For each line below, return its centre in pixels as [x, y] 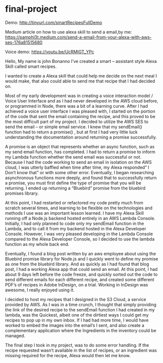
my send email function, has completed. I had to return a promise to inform [80, 152]
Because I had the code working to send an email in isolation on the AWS [79, 162]
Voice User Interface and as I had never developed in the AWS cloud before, [82, 101]
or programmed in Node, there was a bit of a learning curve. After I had [76, 106]
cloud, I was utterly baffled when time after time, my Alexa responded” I [77, 167]
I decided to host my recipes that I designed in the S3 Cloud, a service [76, 299]
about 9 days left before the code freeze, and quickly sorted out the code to [81, 274]
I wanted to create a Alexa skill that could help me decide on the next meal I [81, 76]
